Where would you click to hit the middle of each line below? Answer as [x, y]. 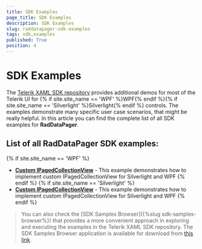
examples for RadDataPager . [43, 124]
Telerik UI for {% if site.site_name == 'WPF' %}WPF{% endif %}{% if [92, 99]
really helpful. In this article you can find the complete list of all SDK [90, 118]
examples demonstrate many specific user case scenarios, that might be [97, 111]
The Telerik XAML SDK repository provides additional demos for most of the [101, 92]
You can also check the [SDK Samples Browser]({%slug [91, 214]
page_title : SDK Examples [39, 18]
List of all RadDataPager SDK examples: [83, 144]
